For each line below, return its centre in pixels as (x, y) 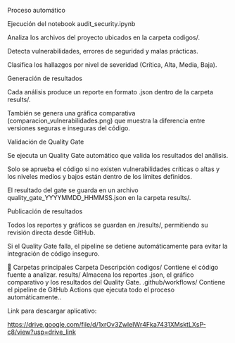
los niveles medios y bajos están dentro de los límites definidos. (100, 176)
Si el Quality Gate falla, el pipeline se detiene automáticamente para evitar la (118, 246)
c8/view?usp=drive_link (42, 332)
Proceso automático (36, 10)
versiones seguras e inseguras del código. (69, 128)
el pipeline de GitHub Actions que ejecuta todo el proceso (91, 289)
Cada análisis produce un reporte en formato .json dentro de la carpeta (110, 92)
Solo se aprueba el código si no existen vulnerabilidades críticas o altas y (114, 169)
